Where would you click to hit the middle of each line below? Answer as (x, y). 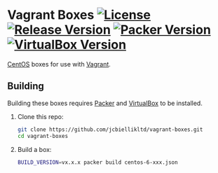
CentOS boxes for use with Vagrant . (59, 64)
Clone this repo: (40, 116)
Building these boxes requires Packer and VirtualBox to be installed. (105, 103)
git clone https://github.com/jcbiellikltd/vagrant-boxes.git (110, 130)
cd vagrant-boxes (43, 136)
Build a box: (34, 149)
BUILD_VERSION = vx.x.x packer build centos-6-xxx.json (97, 162)
